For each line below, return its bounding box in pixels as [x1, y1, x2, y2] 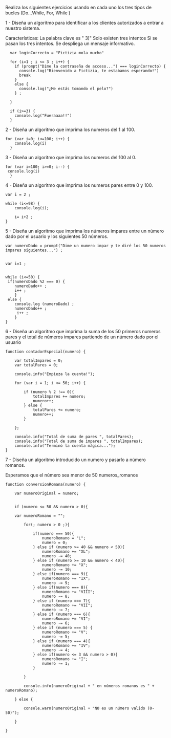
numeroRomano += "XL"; [41, 549, 91, 554]
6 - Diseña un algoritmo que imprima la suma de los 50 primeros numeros [5, 329, 161, 334]
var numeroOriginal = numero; [14, 491, 79, 496]
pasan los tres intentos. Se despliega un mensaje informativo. [5, 40, 135, 47]
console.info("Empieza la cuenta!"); [14, 372, 95, 377]
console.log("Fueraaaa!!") [14, 113, 72, 118]
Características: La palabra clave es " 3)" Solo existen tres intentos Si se [5, 35, 158, 41]
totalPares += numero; [32, 407, 81, 413]
